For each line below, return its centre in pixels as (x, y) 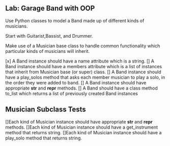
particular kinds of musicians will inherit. (48, 51)
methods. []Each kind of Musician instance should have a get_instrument (82, 127)
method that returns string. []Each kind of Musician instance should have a (83, 132)
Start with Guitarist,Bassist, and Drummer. (49, 36)
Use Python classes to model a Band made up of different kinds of (75, 20)
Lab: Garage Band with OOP (50, 8)
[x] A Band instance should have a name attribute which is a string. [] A (80, 61)
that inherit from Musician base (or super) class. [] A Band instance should (83, 72)
